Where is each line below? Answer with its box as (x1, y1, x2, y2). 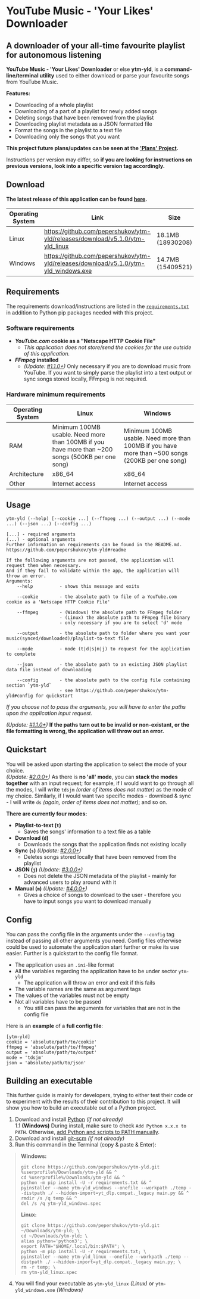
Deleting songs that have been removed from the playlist (14, 114, 154, 121)
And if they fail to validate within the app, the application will (6, 568, 180, 574)
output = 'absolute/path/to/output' (6, 1049, 97, 1055)
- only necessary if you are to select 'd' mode (59, 620, 183, 626)
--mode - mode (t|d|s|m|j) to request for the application (17, 646, 190, 652)
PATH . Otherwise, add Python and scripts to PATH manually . (14, 1129, 160, 1136)
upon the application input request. (6, 710, 93, 717)
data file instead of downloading (6, 667, 92, 673)
